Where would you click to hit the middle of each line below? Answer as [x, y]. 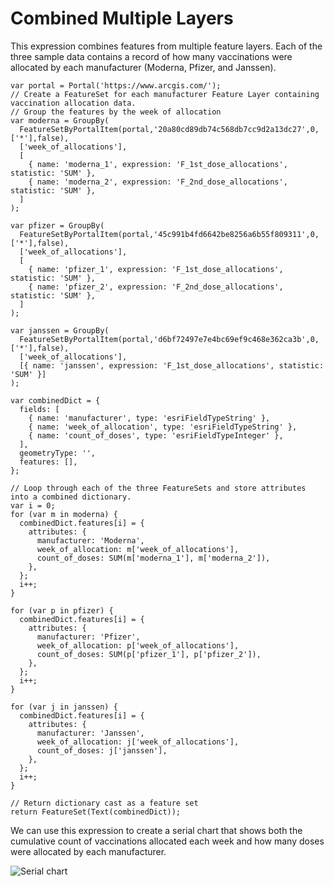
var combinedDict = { [55, 400]
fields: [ [39, 409]
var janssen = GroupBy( [60, 330]
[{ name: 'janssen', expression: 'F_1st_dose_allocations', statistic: [172, 365]
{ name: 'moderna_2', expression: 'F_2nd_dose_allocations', [158, 182]
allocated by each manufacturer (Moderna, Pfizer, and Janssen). [143, 67]
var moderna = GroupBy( [60, 120]
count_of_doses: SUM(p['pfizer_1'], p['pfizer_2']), [149, 654]
